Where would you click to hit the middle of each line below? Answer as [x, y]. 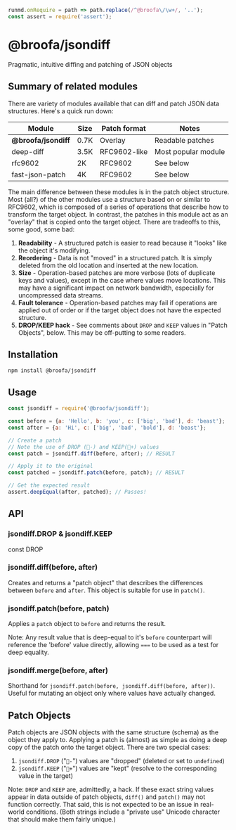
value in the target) [45, 776]
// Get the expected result [49, 485]
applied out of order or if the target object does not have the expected [119, 310]
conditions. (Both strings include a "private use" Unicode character [123, 812]
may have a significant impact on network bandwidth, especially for [116, 288]
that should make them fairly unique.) [62, 819]
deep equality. [29, 652]
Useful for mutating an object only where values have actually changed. [112, 694]
